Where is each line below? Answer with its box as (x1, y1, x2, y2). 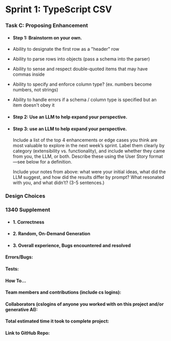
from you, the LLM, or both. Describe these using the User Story (12, 153, 148, 159)
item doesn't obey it (12, 102, 55, 108)
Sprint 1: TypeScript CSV (5, 4, 112, 15)
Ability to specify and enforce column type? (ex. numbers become (12, 81, 152, 88)
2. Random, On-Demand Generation (12, 231, 90, 237)
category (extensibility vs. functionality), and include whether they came (12, 148, 165, 154)
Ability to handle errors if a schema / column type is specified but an (12, 96, 157, 103)
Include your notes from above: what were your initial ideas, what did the (12, 169, 166, 175)
